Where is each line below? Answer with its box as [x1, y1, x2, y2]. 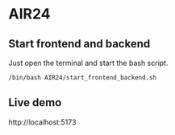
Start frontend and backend [8, 37, 151, 51]
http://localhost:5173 [8, 117, 77, 127]
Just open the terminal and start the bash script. [8, 58, 169, 67]
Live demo [8, 96, 62, 109]
